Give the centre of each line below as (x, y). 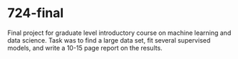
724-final (36, 13)
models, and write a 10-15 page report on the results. (85, 48)
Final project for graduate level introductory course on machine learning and (119, 33)
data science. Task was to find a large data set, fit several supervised (109, 40)
